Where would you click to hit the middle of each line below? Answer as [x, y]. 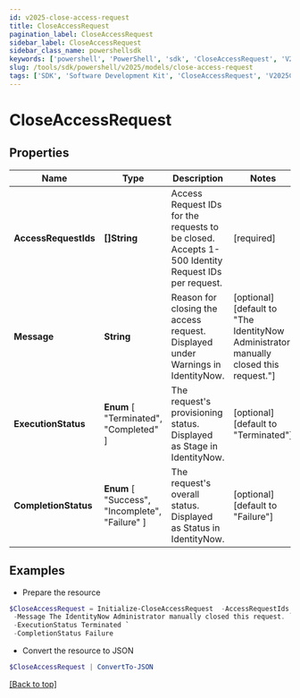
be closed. [193, 238]
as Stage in [195, 446]
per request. [197, 283]
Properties [39, 153]
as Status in [196, 527]
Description [198, 178]
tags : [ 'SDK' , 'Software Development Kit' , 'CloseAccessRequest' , [135, 76]
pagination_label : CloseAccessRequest [81, 34]
